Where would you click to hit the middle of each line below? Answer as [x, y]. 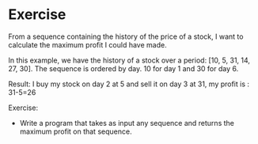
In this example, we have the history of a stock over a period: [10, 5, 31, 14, [129, 60]
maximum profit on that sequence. [76, 131]
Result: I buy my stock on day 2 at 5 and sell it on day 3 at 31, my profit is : [129, 84]
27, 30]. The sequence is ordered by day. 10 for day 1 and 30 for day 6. [123, 68]
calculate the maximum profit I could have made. [88, 44]
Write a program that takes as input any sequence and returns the [127, 123]
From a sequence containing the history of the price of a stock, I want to [126, 36]
